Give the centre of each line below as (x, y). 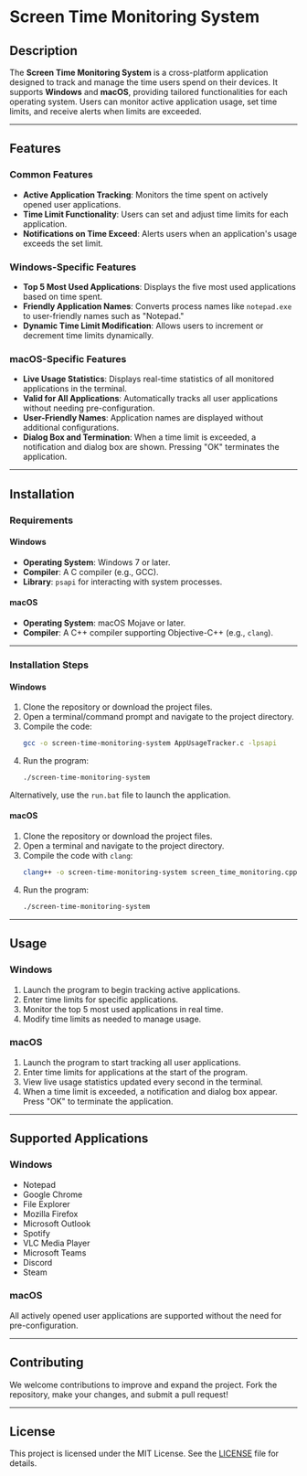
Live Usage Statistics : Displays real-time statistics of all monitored (148, 379)
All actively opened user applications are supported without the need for (146, 1315)
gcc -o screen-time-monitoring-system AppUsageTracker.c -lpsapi (149, 743)
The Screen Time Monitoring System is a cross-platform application (139, 72)
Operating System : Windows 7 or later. (96, 562)
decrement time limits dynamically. (88, 335)
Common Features (51, 175)
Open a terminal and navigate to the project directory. (123, 846)
